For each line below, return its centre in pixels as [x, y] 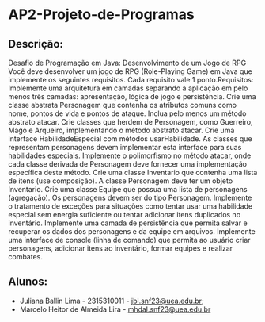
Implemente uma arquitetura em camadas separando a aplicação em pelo [128, 88]
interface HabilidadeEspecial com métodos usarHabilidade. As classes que [130, 139]
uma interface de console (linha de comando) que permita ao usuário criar [129, 240]
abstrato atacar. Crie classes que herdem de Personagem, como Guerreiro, [131, 122]
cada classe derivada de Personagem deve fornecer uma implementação [128, 164]
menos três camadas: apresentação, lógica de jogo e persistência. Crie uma [132, 96]
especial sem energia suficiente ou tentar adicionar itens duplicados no [125, 215]
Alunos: [28, 282]
